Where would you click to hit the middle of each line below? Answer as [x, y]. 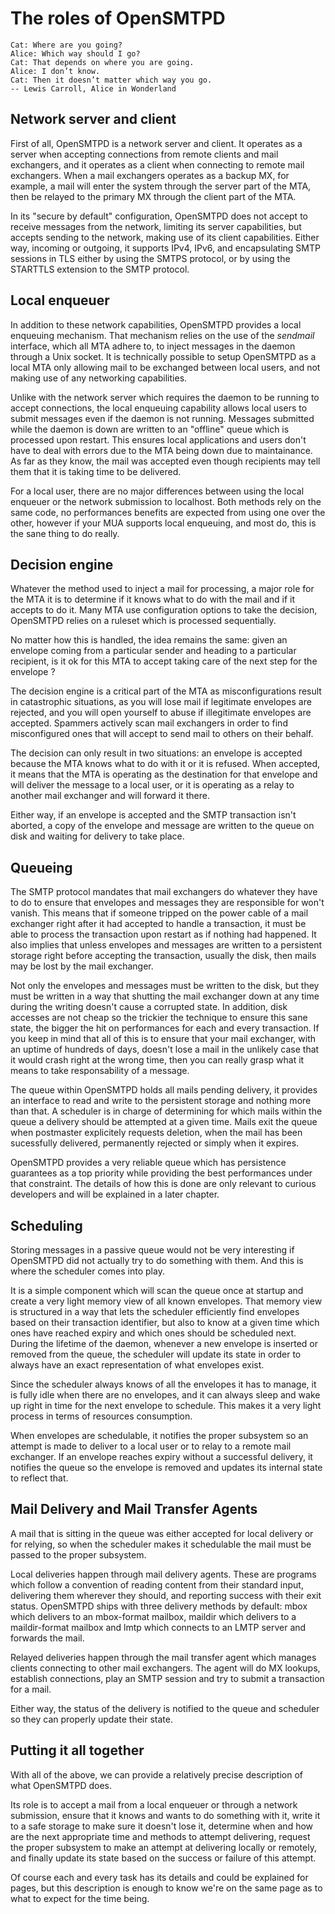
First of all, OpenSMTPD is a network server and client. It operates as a [156, 143]
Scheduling [46, 1225]
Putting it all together [77, 1750]
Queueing [41, 867]
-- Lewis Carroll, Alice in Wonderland [93, 88]
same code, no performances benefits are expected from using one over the [168, 512]
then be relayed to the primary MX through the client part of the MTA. [153, 196]
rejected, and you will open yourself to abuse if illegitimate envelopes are [161, 713]
